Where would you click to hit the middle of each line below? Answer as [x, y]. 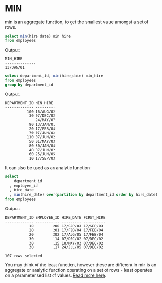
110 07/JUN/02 [41, 137]
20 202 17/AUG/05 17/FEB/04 [66, 234]
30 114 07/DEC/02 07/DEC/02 [66, 239]
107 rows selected [24, 256]
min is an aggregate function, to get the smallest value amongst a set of [77, 22]
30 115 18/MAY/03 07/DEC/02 [66, 243]
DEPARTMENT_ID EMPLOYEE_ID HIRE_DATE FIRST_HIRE [55, 217]
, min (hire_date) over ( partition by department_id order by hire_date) [84, 195]
